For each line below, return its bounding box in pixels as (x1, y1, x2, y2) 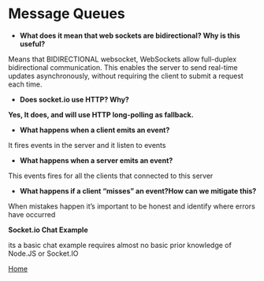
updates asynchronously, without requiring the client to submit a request (8, 71, 244, 80)
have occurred (8, 209, 56, 219)
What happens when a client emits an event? (19, 125, 170, 135)
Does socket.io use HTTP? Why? (19, 94, 130, 104)
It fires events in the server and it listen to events (8, 140, 166, 150)
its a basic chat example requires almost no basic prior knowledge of (8, 240, 232, 250)
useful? (19, 39, 46, 48)
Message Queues (8, 5, 126, 23)
